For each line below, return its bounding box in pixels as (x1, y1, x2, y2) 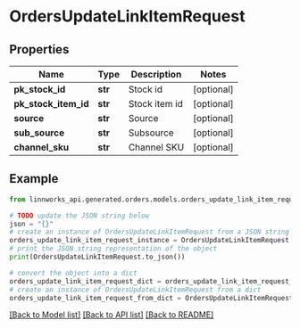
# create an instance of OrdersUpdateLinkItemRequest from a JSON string (9, 227, 290, 237)
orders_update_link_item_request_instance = (9, 236, 178, 245)
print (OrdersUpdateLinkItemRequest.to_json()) (9, 252, 186, 262)
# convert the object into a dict (9, 268, 138, 277)
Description (130, 69, 182, 80)
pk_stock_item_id (13, 98, 89, 110)
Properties (9, 42, 70, 57)
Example (9, 171, 59, 186)
